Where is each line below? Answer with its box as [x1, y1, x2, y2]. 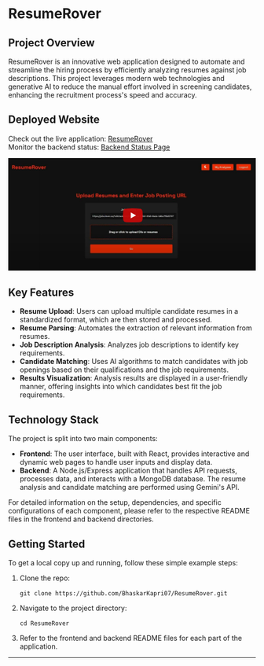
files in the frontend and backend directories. [8, 514, 155, 524]
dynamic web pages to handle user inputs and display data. [19, 458, 213, 467]
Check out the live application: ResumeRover [8, 134, 153, 143]
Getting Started [8, 537, 86, 550]
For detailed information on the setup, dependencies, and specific [8, 498, 222, 507]
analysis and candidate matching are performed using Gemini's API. [19, 483, 240, 492]
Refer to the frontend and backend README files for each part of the [19, 634, 242, 643]
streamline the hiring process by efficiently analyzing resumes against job [8, 65, 247, 75]
